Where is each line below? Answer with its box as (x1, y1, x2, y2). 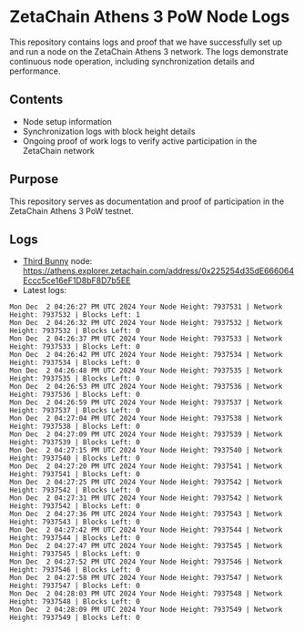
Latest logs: (22, 285, 66, 296)
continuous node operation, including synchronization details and (9, 56, 255, 66)
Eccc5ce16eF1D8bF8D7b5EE (22, 275, 131, 286)
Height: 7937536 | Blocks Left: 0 (9, 390, 141, 400)
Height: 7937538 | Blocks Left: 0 (9, 422, 141, 432)
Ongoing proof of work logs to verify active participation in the (22, 135, 258, 147)
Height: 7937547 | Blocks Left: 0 (9, 581, 141, 591)
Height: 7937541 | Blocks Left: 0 (9, 470, 141, 479)
